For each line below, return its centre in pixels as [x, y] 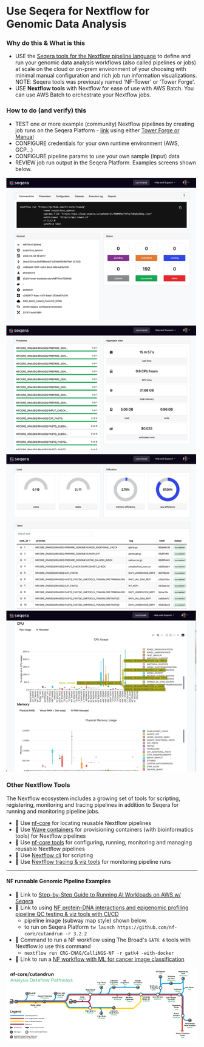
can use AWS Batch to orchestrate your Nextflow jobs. [83, 95]
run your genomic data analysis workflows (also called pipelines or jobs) [105, 62]
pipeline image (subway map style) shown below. [86, 920]
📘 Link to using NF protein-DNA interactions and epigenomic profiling [102, 907]
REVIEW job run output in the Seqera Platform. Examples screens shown [105, 163]
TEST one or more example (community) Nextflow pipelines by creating [104, 124]
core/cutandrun [43, 934]
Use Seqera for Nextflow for [78, 11]
